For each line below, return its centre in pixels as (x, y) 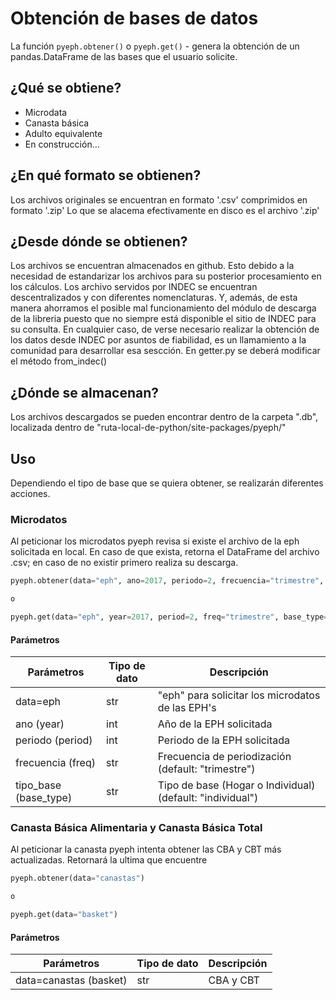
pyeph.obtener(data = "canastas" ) (77, 878)
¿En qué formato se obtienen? (106, 175)
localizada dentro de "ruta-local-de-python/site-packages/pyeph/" (148, 428)
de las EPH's (187, 708)
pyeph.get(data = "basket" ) (64, 915)
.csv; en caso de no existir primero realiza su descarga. (124, 563)
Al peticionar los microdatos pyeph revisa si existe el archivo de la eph (155, 541)
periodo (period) (54, 740)
